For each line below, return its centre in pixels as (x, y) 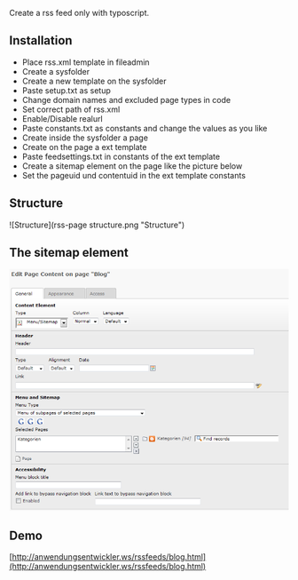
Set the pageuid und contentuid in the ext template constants (134, 175)
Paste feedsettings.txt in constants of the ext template (121, 156)
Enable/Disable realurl (63, 118)
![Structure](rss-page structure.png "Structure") (97, 225)
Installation (41, 40)
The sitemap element (69, 253)
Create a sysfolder (56, 71)
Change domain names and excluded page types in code (126, 99)
